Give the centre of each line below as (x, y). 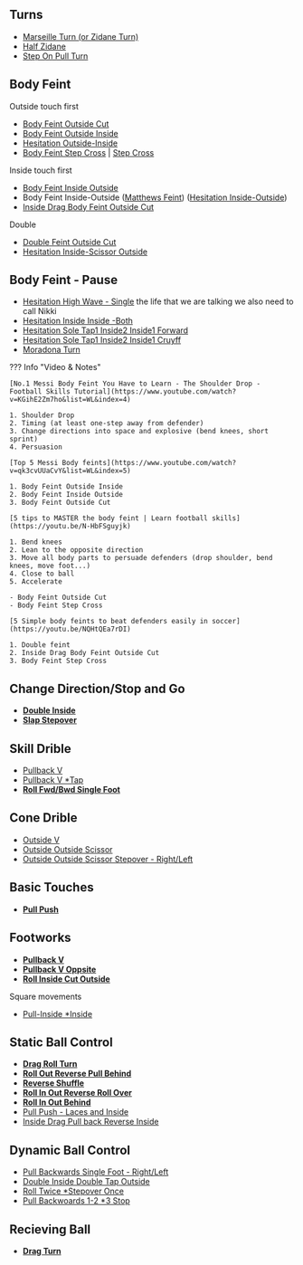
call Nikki (39, 311)
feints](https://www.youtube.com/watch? (159, 463)
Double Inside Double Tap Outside (86, 1182)
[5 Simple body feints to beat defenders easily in (109, 622)
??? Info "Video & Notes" (55, 367)
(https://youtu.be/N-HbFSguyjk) (70, 527)
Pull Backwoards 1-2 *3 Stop (76, 1201)
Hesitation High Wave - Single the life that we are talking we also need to (158, 301)
